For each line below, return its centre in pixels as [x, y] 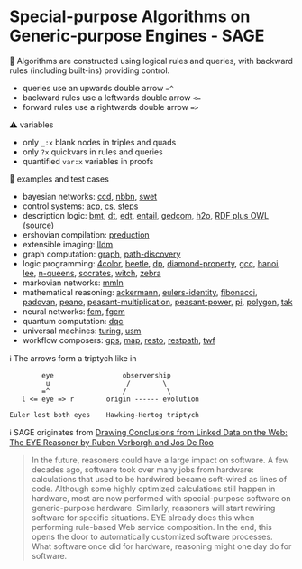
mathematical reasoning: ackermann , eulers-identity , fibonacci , [140, 292]
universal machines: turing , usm [82, 331]
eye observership [106, 375]
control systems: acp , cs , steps [80, 206]
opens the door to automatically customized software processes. [152, 536]
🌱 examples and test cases [59, 179]
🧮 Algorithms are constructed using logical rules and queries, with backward [151, 61]
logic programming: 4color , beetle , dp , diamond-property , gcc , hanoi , [151, 263]
